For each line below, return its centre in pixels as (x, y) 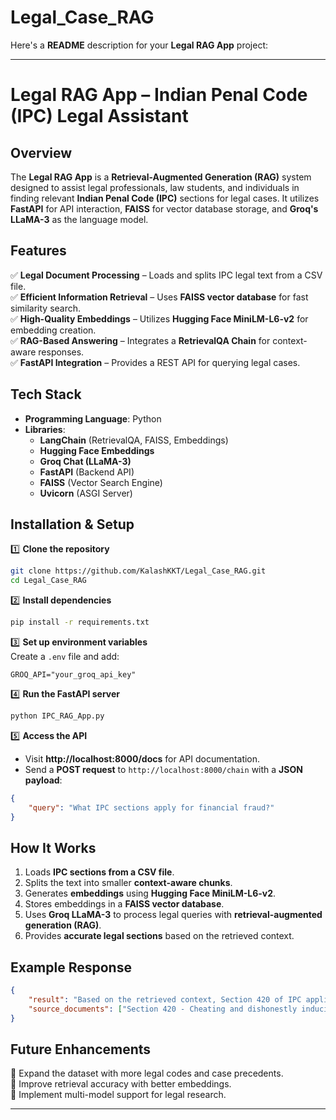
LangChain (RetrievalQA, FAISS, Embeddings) (134, 440)
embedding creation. (53, 330)
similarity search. (46, 308)
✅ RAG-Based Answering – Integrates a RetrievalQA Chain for (140, 340)
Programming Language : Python (93, 418)
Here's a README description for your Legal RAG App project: (139, 45)
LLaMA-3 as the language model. (79, 219)
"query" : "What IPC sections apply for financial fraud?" (151, 807)
